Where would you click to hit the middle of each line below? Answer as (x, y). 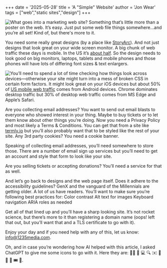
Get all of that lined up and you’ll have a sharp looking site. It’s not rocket (80, 212)
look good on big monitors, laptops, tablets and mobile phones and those (80, 58)
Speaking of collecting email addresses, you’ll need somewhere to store (79, 146)
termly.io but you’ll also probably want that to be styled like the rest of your (82, 131)
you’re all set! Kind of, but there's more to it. (50, 33)
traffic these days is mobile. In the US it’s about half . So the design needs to (83, 53)
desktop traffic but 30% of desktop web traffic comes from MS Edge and (80, 95)
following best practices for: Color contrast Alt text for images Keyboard (79, 197)
